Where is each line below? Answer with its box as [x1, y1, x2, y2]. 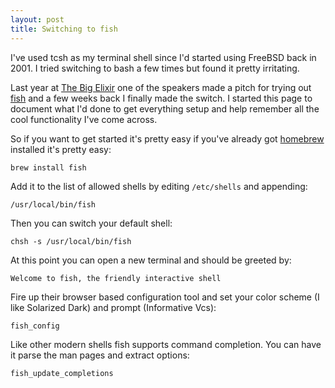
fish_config [10, 321, 60, 331]
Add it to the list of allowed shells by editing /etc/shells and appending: [10, 180, 308, 192]
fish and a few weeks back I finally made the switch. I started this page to [10, 92, 313, 104]
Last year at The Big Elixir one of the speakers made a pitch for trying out [10, 81, 312, 93]
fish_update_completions [10, 368, 114, 378]
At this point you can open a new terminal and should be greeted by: [10, 254, 292, 266]
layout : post [10, 14, 65, 25]
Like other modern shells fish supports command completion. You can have [10, 338, 322, 350]
